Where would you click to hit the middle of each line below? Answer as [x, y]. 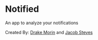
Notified [22, 9]
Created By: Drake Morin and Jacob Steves [49, 32]
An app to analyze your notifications [42, 23]
